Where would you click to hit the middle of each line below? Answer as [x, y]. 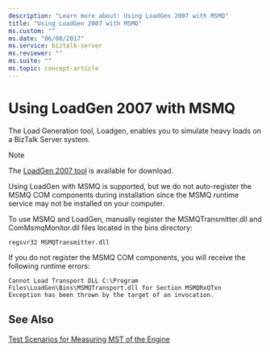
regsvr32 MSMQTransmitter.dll [59, 242]
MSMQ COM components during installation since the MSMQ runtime [124, 195]
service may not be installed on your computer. [87, 203]
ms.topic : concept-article [54, 69]
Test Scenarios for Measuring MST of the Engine [89, 339]
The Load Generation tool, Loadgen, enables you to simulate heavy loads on [135, 131]
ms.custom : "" [32, 31]
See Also [31, 320]
